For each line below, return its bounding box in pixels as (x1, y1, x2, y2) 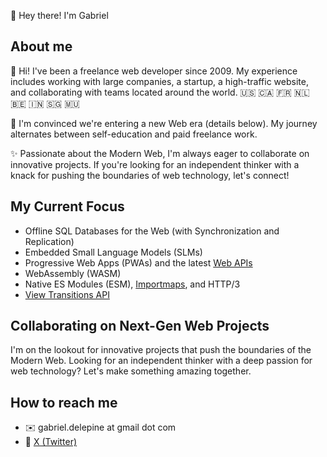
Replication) (24, 235, 75, 247)
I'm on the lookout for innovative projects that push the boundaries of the (10, 344, 312, 356)
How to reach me (10, 394, 118, 411)
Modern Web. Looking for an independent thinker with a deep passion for (10, 355, 313, 367)
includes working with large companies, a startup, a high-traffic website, (10, 75, 309, 87)
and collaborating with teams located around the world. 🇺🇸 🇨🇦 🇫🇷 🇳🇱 (10, 86, 310, 98)
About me (10, 38, 73, 55)
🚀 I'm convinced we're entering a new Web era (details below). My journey (10, 117, 318, 129)
